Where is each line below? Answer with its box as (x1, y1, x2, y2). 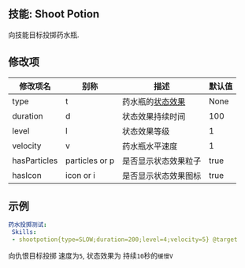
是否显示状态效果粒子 (121, 155, 202, 166)
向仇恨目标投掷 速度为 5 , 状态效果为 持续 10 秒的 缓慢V (8, 251, 173, 261)
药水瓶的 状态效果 (121, 96, 186, 107)
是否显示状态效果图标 (121, 170, 202, 181)
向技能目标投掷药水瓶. (8, 30, 80, 40)
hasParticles (12, 155, 58, 166)
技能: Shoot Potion (8, 7, 100, 21)
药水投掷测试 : (8, 221, 47, 229)
